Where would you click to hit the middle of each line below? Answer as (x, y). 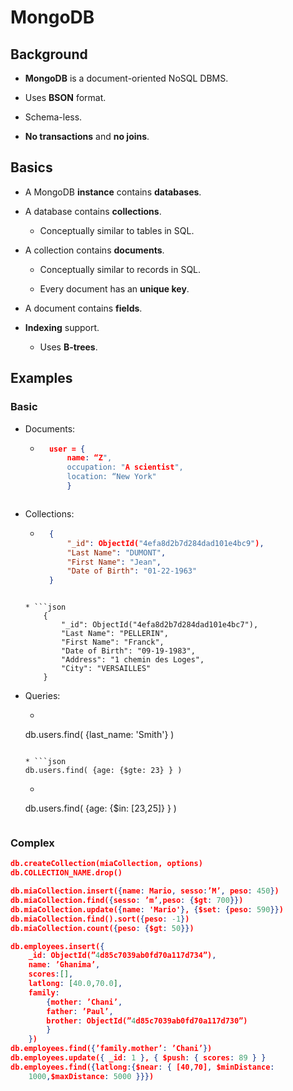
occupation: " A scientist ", (125, 467)
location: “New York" (111, 477)
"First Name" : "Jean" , (114, 562)
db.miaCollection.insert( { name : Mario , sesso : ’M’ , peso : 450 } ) (145, 891)
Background (49, 54)
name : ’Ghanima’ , (64, 965)
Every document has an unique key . (114, 288)
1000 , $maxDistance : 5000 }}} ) (91, 1076)
